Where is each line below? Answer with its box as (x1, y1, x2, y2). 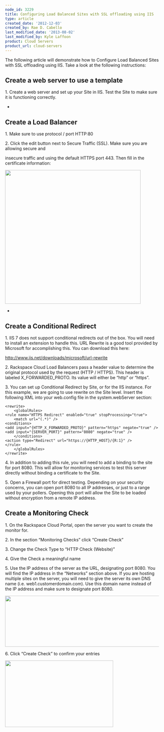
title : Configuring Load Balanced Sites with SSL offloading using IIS (5, 12, 154, 17)
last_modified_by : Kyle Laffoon (5, 35, 71, 40)
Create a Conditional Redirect (5, 322, 97, 330)
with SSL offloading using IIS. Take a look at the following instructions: (5, 62, 146, 68)
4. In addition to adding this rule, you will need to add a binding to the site (5, 460, 153, 466)
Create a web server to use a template (5, 76, 123, 85)
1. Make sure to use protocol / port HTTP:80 (5, 131, 94, 137)
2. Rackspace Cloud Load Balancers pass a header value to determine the (5, 365, 154, 370)
